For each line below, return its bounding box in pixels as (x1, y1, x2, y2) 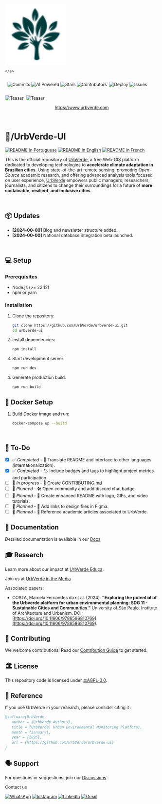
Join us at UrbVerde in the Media (5, 576, 71, 582)
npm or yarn (12, 290, 37, 295)
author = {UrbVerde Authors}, (11, 719, 73, 724)
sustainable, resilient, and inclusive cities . (5, 187, 92, 193)
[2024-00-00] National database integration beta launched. (12, 232, 134, 238)
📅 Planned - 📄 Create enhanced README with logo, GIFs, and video (12, 493, 148, 498)
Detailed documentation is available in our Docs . (5, 536, 102, 542)
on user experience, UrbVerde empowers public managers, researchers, (5, 177, 150, 183)
